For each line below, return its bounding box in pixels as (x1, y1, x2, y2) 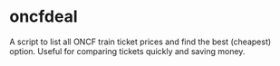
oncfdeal (9, 6, 79, 27)
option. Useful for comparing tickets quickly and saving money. (9, 45, 246, 56)
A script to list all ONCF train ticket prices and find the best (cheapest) (9, 36, 272, 47)
